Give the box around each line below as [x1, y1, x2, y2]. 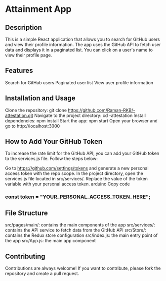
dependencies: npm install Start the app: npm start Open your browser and [5, 117, 158, 123]
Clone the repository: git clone [5, 107, 67, 113]
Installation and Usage [5, 94, 76, 103]
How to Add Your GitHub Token [5, 137, 103, 146]
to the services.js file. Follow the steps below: [5, 156, 98, 162]
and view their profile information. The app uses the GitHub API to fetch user [5, 42, 161, 48]
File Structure [5, 209, 48, 217]
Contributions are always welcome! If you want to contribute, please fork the [5, 265, 161, 271]
